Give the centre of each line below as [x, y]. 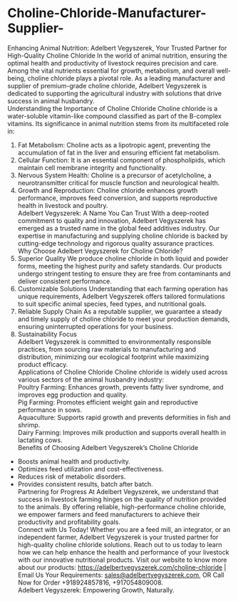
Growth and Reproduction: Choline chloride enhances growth [108, 190]
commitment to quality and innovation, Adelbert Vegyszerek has [112, 220]
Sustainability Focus [47, 334]
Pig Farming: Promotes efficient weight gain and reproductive [108, 402]
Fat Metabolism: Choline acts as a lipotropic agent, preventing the [114, 145]
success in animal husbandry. [51, 100]
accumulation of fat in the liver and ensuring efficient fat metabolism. [119, 152]
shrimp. [29, 424]
